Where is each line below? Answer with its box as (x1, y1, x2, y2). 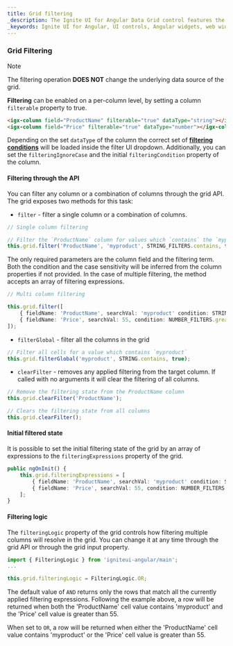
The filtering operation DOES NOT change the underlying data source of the (7, 75, 224, 83)
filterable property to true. (7, 103, 87, 112)
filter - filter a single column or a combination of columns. (17, 210, 187, 219)
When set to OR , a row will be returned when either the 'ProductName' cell (7, 623, 218, 632)
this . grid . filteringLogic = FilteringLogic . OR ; (7, 575, 148, 582)
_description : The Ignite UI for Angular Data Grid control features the (7, 17, 225, 24)
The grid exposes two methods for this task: (7, 197, 134, 205)
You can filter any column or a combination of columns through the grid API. (7, 189, 225, 198)
